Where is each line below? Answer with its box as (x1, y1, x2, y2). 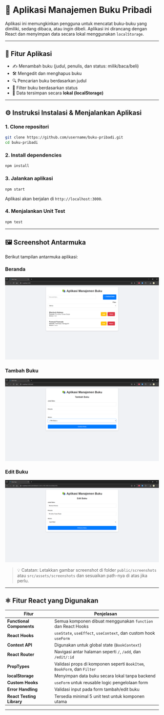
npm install (5, 163, 29, 168)
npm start (5, 187, 25, 192)
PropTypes (7, 664, 30, 670)
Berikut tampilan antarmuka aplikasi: (5, 254, 78, 260)
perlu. (17, 578, 29, 584)
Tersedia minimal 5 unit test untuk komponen (54, 693, 145, 699)
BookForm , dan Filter (54, 666, 96, 672)
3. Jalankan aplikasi (5, 175, 53, 182)
